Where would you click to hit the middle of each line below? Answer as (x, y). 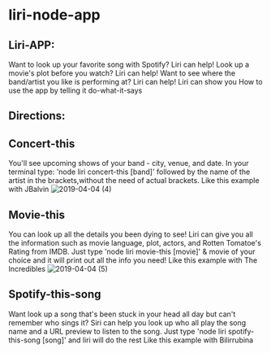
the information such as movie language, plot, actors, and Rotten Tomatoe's (135, 243)
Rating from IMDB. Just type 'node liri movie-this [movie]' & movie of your (132, 252)
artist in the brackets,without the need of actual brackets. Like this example (134, 181)
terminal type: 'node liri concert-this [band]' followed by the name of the (129, 172)
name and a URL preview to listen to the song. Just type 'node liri (118, 331)
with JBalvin (29, 190)
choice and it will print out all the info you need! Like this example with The (133, 260)
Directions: (37, 116)
